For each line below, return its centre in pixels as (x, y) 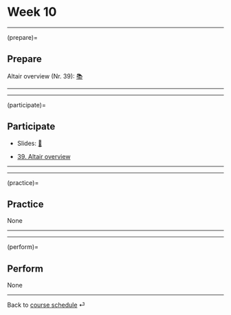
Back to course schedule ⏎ (46, 305)
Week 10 (32, 12)
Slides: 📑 (30, 143)
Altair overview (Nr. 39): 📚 (45, 76)
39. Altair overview (44, 156)
